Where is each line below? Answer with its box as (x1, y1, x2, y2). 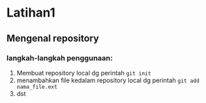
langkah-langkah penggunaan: (6, 53, 113, 63)
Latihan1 (6, 5, 56, 21)
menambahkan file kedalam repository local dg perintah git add (16, 76, 200, 84)
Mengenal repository (6, 32, 99, 44)
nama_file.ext (16, 83, 58, 91)
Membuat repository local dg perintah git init (16, 68, 152, 77)
